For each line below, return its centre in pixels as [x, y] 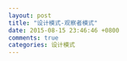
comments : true [34, 38]
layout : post [30, 15]
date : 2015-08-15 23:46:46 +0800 [64, 30]
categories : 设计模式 [42, 45]
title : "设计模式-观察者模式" [53, 23]
